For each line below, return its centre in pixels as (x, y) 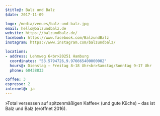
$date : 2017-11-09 (24, 15)
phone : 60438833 (27, 70)
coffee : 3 (16, 79)
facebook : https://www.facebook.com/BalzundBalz (57, 38)
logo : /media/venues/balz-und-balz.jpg (47, 24)
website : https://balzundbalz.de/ (42, 33)
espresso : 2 (18, 84)
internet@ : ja (20, 89)
